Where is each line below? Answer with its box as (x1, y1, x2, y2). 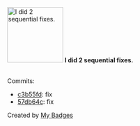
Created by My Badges (7, 111, 73, 119)
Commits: (7, 77, 35, 85)
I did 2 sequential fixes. (64, 56, 134, 64)
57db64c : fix (17, 98, 54, 106)
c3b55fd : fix (17, 90, 53, 98)
